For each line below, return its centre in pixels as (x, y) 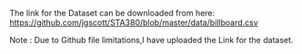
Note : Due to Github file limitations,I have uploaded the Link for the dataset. (151, 40)
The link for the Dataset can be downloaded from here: (112, 13)
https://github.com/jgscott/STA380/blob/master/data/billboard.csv (134, 22)
